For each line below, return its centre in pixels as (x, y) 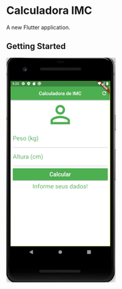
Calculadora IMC (49, 11)
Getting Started (36, 46)
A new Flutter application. (38, 27)
